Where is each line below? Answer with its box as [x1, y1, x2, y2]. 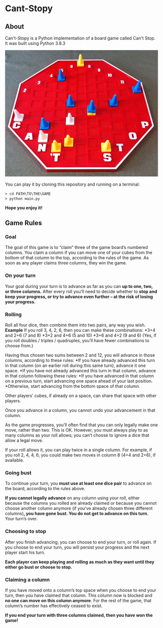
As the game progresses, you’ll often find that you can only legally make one [5, 422, 158, 428]
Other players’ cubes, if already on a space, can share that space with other [5, 393, 157, 399]
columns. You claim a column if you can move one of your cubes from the [5, 249, 153, 256]
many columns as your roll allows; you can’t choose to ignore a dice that [5, 432, 149, 438]
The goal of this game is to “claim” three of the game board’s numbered [5, 245, 148, 250]
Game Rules [5, 219, 42, 227]
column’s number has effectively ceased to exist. [5, 603, 103, 609]
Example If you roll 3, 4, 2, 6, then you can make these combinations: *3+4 [5, 327, 156, 333]
